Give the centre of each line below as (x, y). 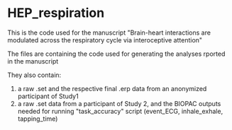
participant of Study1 (48, 96)
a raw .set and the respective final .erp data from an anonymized (112, 88)
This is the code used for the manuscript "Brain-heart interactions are (109, 32)
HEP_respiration (56, 13)
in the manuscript (33, 61)
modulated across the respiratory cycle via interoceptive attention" (105, 40)
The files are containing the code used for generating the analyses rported (116, 54)
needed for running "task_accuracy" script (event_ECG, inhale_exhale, (120, 111)
